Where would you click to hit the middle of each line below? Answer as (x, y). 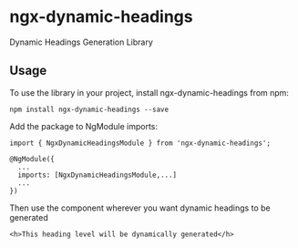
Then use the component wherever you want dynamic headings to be (140, 208)
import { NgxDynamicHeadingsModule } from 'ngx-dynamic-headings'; (140, 143)
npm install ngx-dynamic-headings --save (89, 109)
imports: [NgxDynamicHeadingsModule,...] (98, 175)
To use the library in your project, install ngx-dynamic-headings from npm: (149, 92)
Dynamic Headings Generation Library (81, 42)
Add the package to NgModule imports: (83, 126)
